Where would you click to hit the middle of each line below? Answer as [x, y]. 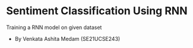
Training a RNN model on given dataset [54, 27]
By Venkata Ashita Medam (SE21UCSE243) [67, 39]
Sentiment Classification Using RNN [97, 11]
